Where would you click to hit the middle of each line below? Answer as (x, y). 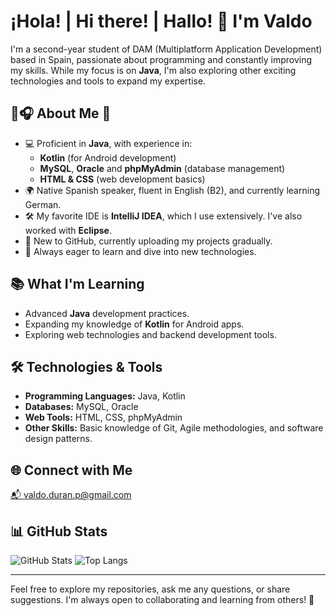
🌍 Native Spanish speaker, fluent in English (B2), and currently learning (172, 190)
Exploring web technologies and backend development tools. (150, 334)
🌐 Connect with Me (71, 470)
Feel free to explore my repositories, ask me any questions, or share (150, 589)
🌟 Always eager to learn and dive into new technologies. (140, 251)
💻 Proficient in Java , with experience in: (108, 143)
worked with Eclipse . (68, 230)
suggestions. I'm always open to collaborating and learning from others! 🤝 (162, 599)
